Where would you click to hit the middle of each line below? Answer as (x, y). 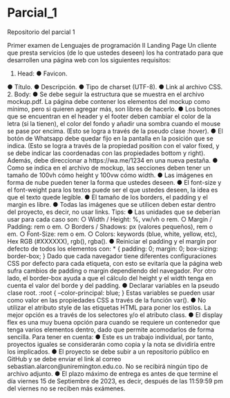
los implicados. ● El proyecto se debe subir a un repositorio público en (108, 352)
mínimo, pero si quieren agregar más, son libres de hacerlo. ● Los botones (114, 109)
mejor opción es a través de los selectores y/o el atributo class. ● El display (115, 315)
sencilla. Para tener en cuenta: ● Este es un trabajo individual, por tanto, (111, 336)
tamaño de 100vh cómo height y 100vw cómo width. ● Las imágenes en (110, 175)
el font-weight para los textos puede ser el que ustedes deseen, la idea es (113, 190)
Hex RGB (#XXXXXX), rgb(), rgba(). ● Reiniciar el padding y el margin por (112, 241)
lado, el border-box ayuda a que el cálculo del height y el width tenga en (110, 278)
